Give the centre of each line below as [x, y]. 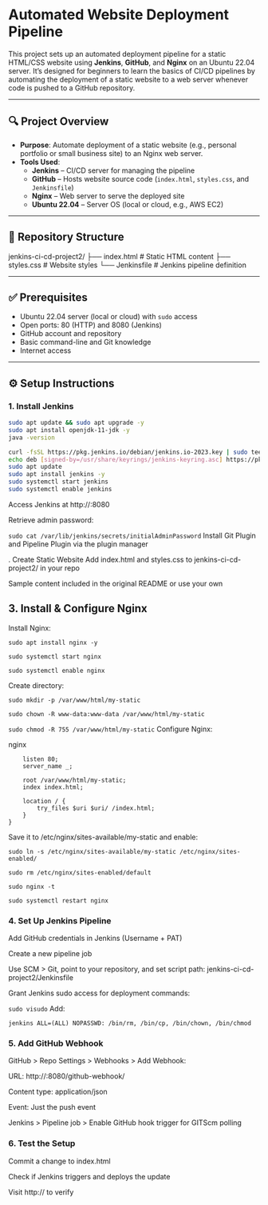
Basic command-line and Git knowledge [85, 342]
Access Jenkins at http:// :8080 [59, 504]
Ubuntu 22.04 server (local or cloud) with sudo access [108, 317]
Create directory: [36, 685]
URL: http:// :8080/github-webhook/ [67, 1076]
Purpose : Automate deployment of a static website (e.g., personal [128, 145]
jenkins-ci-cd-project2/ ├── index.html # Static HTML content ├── [120, 256]
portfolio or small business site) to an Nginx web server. [111, 153]
